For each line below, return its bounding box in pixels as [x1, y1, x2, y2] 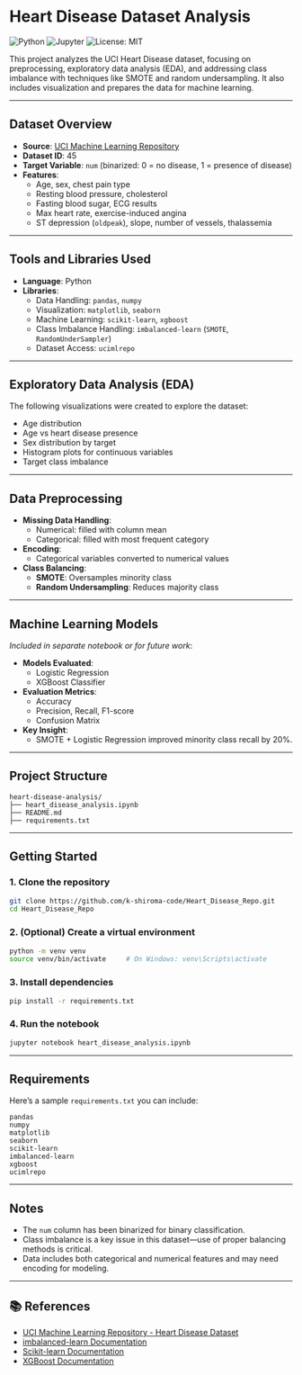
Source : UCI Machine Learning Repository [22, 140, 180, 151]
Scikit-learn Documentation [22, 1346, 124, 1357]
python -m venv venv [9, 947, 87, 956]
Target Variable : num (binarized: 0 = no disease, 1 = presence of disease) [22, 159, 292, 170]
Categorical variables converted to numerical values [35, 553, 229, 564]
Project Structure [9, 768, 108, 784]
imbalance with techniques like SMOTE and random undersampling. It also [9, 72, 285, 83]
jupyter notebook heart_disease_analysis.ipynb [9, 1038, 191, 1047]
